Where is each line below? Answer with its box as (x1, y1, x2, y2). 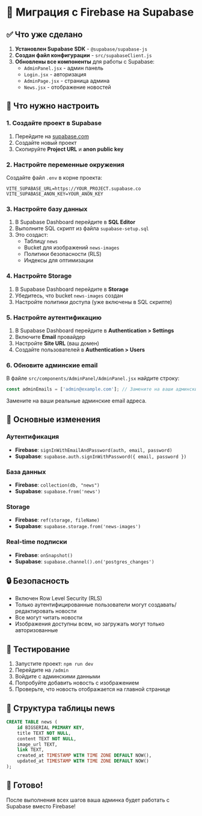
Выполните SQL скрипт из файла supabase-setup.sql (14, 225, 149, 232)
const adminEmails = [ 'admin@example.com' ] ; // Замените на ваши (6, 386, 173, 392)
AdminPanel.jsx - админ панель (23, 64, 104, 72)
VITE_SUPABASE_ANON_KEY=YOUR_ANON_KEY (6, 190, 103, 197)
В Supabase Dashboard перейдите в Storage (14, 285, 129, 293)
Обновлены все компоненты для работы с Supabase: (14, 58, 155, 65)
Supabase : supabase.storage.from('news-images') (14, 523, 141, 530)
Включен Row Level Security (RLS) (14, 595, 102, 602)
